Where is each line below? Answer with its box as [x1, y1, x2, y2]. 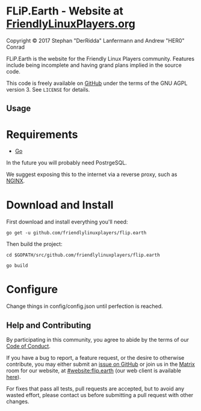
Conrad [6, 43, 25, 51]
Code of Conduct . [6, 342, 51, 350]
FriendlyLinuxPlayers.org [6, 17, 135, 31]
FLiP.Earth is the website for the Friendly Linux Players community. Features [6, 55, 194, 62]
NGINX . [6, 177, 25, 184]
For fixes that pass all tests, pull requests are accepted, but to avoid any [6, 384, 185, 392]
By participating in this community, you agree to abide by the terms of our [6, 336, 190, 343]
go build [6, 263, 28, 269]
